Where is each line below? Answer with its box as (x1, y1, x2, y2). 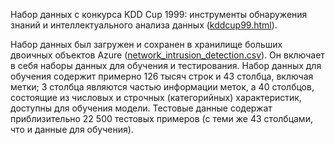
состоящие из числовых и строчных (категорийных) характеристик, (10, 92, 302, 103)
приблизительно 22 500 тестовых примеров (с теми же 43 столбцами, (10, 113, 313, 124)
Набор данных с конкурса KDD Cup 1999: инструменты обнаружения (10, 9, 308, 20)
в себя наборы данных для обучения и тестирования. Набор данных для (10, 60, 322, 71)
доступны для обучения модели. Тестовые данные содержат (10, 102, 273, 114)
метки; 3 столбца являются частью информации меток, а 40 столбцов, (10, 81, 315, 93)
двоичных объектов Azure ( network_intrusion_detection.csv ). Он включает (10, 49, 325, 61)
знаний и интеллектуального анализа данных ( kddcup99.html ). (10, 19, 278, 31)
